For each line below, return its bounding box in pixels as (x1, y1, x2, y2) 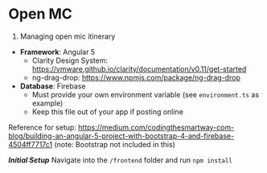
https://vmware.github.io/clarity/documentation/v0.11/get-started (31, 64, 247, 73)
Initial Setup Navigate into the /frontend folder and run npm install (8, 154, 233, 165)
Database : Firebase (19, 81, 86, 91)
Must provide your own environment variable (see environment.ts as (31, 89, 260, 99)
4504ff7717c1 (8, 139, 53, 149)
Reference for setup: (8, 122, 76, 132)
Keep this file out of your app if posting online (31, 106, 183, 117)
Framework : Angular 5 (19, 47, 96, 56)
